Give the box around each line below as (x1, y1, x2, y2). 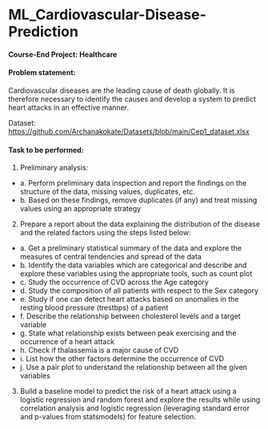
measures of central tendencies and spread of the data (19, 252, 202, 262)
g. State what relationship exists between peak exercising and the (19, 328, 237, 338)
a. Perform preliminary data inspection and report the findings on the (19, 178, 247, 188)
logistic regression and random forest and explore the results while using (19, 395, 261, 405)
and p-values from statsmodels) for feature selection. (19, 412, 197, 422)
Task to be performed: (8, 145, 84, 154)
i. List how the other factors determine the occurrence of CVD (19, 354, 225, 363)
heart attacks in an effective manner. (8, 102, 130, 112)
